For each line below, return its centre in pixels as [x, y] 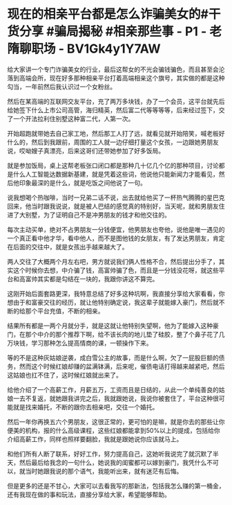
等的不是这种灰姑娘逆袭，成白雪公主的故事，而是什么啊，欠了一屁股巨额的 [113, 357]
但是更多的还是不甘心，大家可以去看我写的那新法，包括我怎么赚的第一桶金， [116, 486]
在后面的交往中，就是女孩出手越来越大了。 [68, 247]
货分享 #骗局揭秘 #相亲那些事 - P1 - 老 [115, 32]
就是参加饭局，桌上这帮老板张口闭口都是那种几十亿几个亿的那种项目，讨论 [113, 165]
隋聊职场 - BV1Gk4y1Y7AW [84, 49]
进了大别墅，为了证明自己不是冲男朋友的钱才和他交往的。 [89, 215]
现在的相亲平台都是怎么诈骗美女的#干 [114, 14]
